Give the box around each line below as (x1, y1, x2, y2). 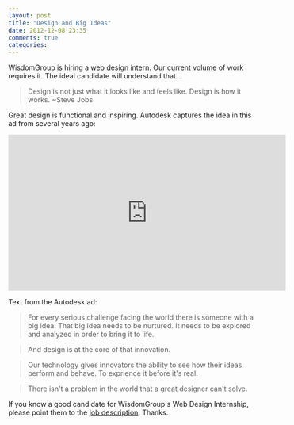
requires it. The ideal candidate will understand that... (8, 71, 182, 81)
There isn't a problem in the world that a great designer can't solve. (27, 384, 248, 393)
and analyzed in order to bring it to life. (27, 330, 155, 339)
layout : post (8, 11, 52, 20)
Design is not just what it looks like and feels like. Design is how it (27, 86, 242, 96)
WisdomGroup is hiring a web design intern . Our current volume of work (8, 63, 244, 72)
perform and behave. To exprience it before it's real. (27, 369, 198, 378)
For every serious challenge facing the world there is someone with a (27, 312, 254, 322)
